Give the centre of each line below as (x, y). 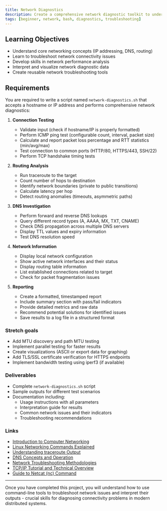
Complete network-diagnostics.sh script (54, 386)
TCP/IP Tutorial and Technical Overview (53, 468)
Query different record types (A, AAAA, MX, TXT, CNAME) (79, 221)
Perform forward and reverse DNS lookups (64, 216)
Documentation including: (39, 397)
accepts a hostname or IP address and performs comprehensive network (80, 105)
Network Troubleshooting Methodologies (54, 462)
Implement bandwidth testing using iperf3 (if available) (68, 362)
